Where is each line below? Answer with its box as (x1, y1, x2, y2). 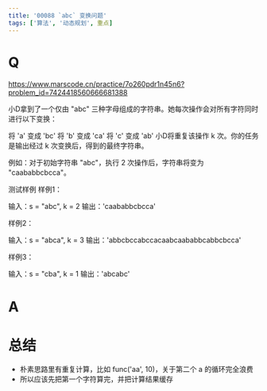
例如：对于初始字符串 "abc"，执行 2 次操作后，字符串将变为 (8, 158, 204, 168)
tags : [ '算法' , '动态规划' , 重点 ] (8, 19, 113, 27)
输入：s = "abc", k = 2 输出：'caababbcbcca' (8, 202, 157, 211)
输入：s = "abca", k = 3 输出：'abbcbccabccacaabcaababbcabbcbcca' (8, 235, 242, 245)
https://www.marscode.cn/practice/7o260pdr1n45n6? (8, 79, 185, 89)
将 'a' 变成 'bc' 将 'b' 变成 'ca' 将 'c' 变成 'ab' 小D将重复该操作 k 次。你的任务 (8, 131, 259, 141)
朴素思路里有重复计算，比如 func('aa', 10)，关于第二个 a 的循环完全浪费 (19, 364, 253, 374)
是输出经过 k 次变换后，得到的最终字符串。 (8, 141, 149, 151)
